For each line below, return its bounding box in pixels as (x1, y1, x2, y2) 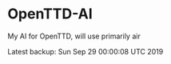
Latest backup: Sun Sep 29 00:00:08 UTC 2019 (7, 46, 164, 56)
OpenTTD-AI (7, 5, 93, 23)
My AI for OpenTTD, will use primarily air (7, 31, 141, 41)
